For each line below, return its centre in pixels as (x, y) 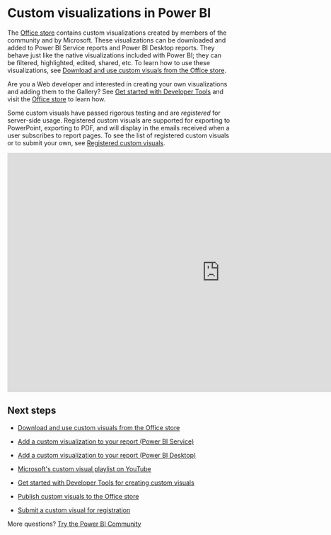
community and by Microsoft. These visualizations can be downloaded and (117, 40)
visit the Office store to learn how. (57, 99)
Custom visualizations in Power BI (109, 13)
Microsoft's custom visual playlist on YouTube (84, 468)
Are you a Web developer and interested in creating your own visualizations (117, 84)
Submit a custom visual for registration (74, 510)
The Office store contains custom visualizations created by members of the (117, 33)
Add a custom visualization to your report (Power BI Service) (106, 441)
